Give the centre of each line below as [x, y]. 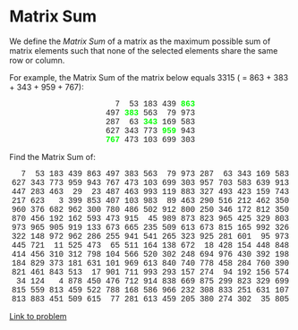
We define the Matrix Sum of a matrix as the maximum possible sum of [140, 41]
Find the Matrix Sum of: [52, 157]
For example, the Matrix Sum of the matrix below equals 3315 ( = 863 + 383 [149, 77]
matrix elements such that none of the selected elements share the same [144, 50]
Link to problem [38, 316]
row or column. [37, 60]
